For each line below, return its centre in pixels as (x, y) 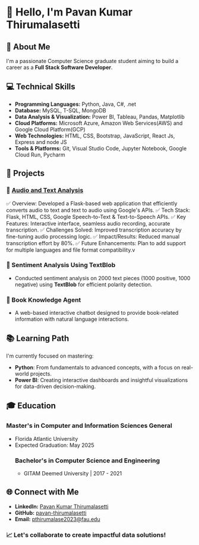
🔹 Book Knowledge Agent (44, 300)
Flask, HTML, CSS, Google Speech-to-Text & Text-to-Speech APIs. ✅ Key (96, 217)
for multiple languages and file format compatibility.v (71, 250)
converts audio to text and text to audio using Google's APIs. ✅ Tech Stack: (98, 210)
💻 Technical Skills (41, 87)
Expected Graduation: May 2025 (54, 445)
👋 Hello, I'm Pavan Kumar (69, 12)
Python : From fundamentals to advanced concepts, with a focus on (97, 367)
